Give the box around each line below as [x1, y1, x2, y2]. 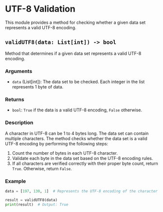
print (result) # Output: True [5, 202, 69, 207]
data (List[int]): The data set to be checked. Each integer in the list [12, 79, 145, 85]
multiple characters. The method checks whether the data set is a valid [5, 135, 147, 141]
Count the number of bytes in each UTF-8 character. [12, 150, 118, 156]
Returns [5, 96, 24, 103]
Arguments [5, 68, 33, 74]
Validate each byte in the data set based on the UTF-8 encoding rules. [12, 155, 153, 161]
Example [5, 177, 26, 184]
